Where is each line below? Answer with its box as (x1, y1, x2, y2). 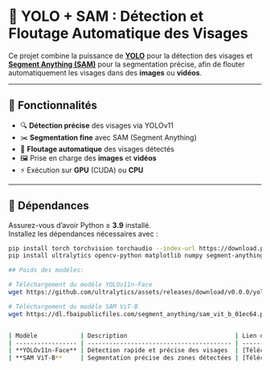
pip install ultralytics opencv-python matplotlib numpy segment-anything (8, 252, 264, 260)
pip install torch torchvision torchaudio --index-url (8, 244, 196, 252)
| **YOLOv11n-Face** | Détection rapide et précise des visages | (8, 347, 239, 355)
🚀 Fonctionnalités (8, 99, 98, 112)
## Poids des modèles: (8, 266, 84, 274)
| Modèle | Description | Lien (8, 331, 257, 340)
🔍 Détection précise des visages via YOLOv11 (19, 120, 174, 130)
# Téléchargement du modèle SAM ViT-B (8, 303, 138, 311)
